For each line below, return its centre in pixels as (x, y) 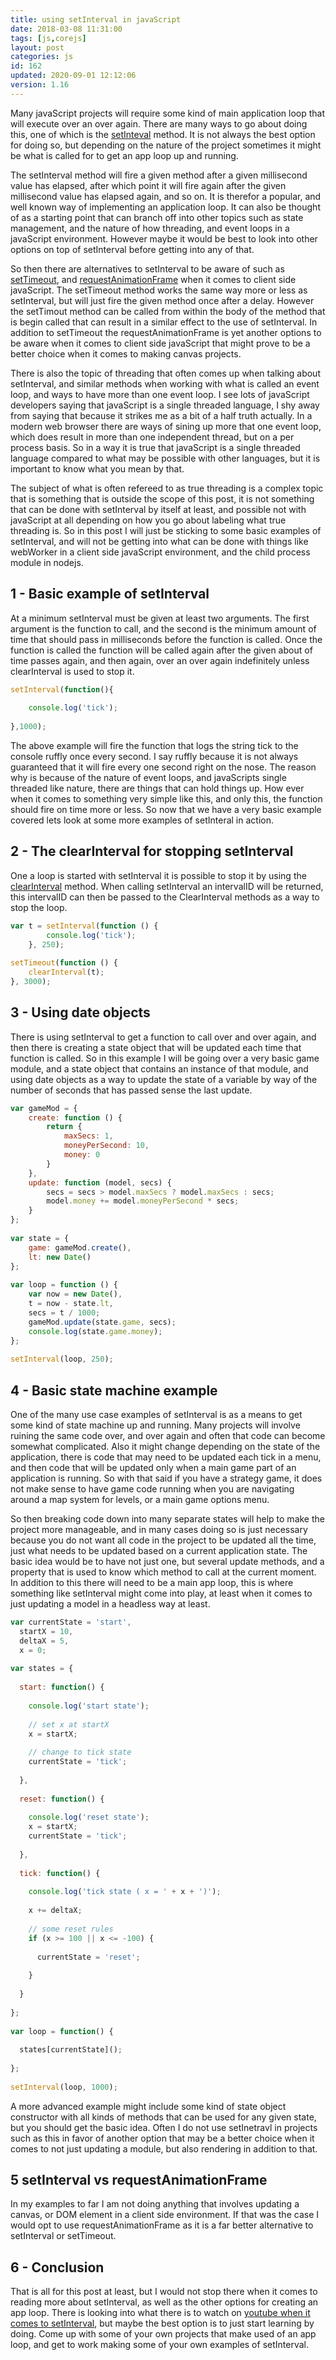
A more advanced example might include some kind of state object (148, 2106)
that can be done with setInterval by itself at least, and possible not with (158, 509)
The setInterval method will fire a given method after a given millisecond (159, 175)
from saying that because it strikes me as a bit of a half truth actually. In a (161, 415)
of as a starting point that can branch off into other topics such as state (157, 217)
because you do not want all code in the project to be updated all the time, (163, 1540)
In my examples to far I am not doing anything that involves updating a (155, 2204)
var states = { (42, 1669)
